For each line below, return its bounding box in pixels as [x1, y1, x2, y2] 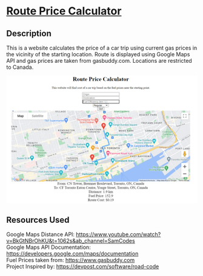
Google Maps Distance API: [6, 231, 75, 238]
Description [6, 28, 52, 39]
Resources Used [6, 215, 70, 225]
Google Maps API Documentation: [6, 243, 91, 251]
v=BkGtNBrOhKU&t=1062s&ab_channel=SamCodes [6, 237, 135, 245]
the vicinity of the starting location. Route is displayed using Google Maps [6, 51, 190, 58]
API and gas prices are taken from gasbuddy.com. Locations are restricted [6, 57, 192, 64]
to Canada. [6, 63, 34, 71]
